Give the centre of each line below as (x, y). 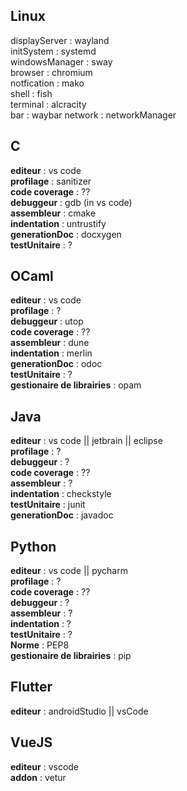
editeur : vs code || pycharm (69, 571)
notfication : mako (47, 83)
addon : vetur (38, 777)
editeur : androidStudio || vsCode (79, 711)
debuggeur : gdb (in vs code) (71, 202)
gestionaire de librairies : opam (76, 385)
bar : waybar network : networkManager (93, 115)
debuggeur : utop (47, 321)
